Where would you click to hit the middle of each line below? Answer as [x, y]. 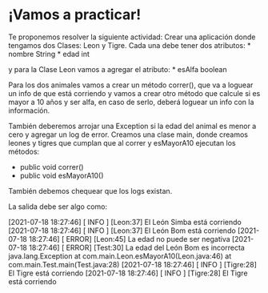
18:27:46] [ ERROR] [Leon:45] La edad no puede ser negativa [130, 239]
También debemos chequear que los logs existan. [90, 191]
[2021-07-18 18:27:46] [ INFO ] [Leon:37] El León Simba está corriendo [125, 222]
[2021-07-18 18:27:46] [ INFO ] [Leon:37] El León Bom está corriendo [122, 231]
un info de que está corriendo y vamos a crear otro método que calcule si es [134, 93]
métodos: [24, 151]
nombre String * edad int [49, 54]
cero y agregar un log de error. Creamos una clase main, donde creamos [128, 134]
